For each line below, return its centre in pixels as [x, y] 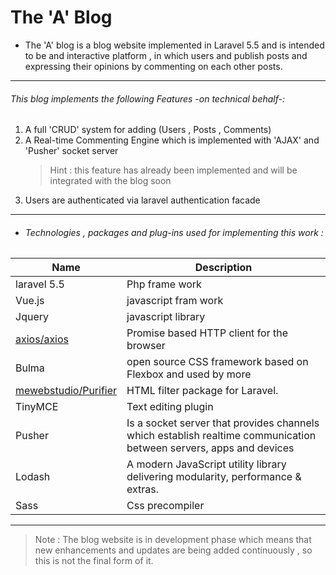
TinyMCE [37, 407]
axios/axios [42, 339]
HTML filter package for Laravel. [202, 391]
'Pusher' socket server [71, 151]
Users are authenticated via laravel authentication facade [142, 200]
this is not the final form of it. [94, 561]
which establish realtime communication [221, 436]
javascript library [166, 317]
